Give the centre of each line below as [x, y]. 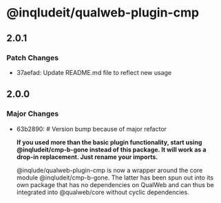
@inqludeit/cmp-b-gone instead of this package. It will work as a [111, 149]
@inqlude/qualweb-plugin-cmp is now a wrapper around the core [109, 170]
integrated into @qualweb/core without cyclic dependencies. [103, 192]
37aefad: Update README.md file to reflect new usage [94, 72]
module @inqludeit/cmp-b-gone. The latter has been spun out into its [115, 178]
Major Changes [33, 114]
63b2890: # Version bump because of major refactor [91, 129]
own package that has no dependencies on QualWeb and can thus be [115, 184]
